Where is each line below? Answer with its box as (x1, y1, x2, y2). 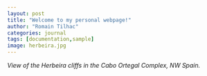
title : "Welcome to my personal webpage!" (7, 17, 132, 23)
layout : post (7, 10, 45, 17)
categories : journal (7, 29, 67, 37)
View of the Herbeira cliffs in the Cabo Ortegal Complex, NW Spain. (7, 61, 201, 69)
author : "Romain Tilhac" (7, 23, 79, 30)
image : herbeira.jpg (7, 42, 67, 49)
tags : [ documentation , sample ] (7, 36, 95, 43)
